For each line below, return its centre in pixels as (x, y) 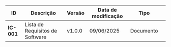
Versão (76, 13)
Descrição (43, 13)
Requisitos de (41, 31)
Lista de (34, 24)
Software (36, 37)
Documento (144, 31)
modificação (107, 16)
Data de (107, 10)
